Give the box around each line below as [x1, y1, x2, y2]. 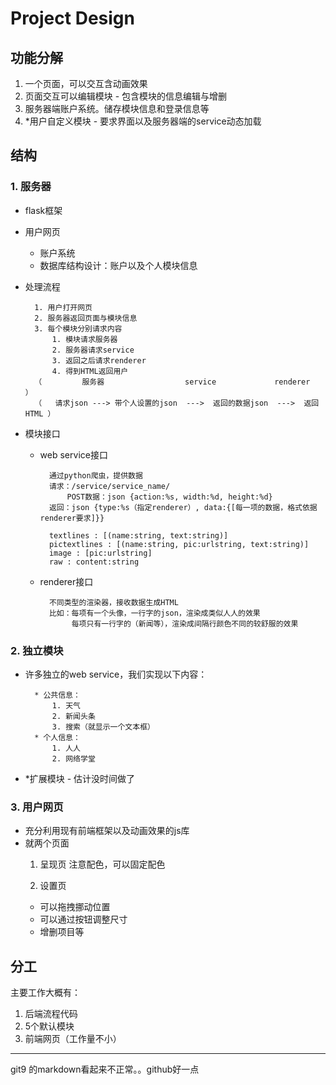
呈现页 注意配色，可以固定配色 [39, 858, 166, 871]
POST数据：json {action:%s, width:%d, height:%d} [66, 492, 273, 502]
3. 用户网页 [10, 800, 64, 814]
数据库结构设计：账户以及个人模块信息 [39, 259, 198, 271]
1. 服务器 [10, 180, 52, 194]
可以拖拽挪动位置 [39, 901, 111, 913]
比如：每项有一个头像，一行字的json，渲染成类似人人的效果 [48, 608, 261, 618]
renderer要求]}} [39, 513, 105, 523]
